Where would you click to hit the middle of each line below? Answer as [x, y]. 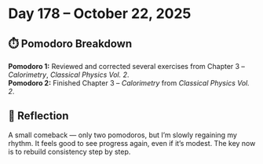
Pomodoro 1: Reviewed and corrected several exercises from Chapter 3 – [127, 66]
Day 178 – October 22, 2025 [100, 14]
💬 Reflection [38, 116]
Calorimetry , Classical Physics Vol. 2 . [69, 75]
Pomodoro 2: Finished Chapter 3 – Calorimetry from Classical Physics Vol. [129, 83]
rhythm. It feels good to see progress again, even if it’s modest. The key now [132, 143]
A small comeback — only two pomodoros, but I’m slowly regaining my [123, 135]
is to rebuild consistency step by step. [69, 151]
